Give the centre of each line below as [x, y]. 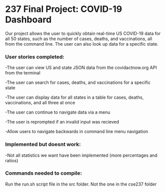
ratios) [12, 160]
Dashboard [28, 20]
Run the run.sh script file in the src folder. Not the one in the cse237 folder [81, 184]
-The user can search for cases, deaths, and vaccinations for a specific [78, 82]
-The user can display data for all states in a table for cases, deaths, [74, 97]
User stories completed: [35, 57]
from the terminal [23, 73]
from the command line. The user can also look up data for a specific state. [82, 44]
